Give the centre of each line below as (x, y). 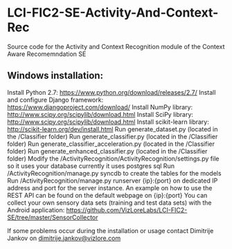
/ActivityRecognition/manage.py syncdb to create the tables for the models (114, 173)
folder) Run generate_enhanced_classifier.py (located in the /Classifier (107, 151)
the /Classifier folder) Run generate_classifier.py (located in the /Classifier (113, 136)
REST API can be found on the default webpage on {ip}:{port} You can (107, 195)
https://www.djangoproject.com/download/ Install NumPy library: (100, 107)
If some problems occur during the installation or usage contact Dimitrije (110, 230)
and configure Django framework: (55, 100)
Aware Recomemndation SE (47, 54)
